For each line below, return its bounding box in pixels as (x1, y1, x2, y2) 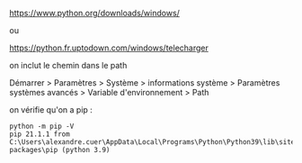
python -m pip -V (9, 122, 75, 131)
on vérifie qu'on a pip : (9, 104, 93, 115)
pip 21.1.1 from (9, 130, 70, 139)
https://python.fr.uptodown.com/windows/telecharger (9, 42, 209, 53)
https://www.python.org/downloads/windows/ (9, 8, 180, 18)
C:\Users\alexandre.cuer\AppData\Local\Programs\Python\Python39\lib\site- (9, 138, 299, 147)
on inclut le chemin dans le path (9, 60, 128, 70)
